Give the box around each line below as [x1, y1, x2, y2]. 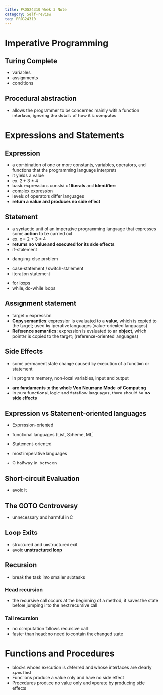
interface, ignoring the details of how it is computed [12, 113, 116, 118]
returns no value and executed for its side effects [12, 241, 115, 247]
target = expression [12, 312, 52, 318]
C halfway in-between [12, 460, 57, 466]
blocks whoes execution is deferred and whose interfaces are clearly [12, 664, 152, 671]
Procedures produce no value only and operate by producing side [12, 680, 145, 686]
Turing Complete [5, 57, 58, 65]
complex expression [12, 188, 53, 194]
